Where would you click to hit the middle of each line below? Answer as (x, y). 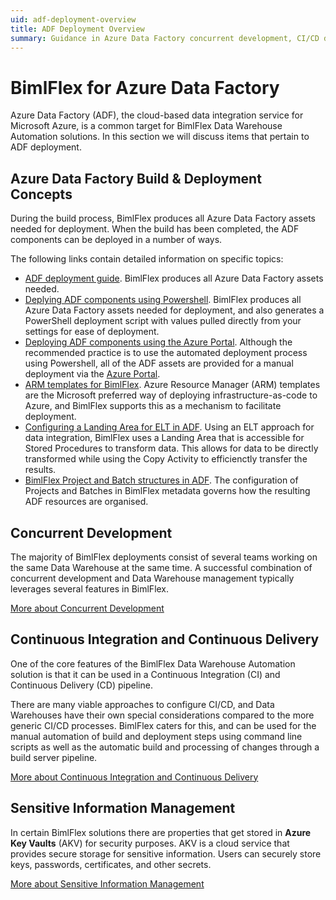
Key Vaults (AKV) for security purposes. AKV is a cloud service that (150, 843)
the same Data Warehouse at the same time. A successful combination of (161, 567)
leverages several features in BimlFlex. (90, 588)
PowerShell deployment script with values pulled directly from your (163, 321)
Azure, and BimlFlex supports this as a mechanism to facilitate (153, 406)
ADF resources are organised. (86, 502)
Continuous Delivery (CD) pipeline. (81, 685)
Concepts (41, 194)
